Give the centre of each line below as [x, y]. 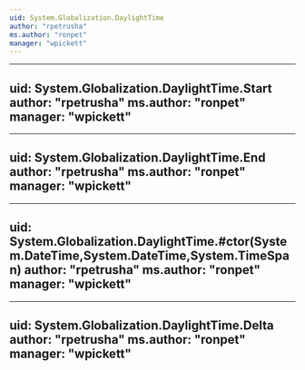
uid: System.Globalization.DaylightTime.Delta [142, 326]
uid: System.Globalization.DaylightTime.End [138, 158]
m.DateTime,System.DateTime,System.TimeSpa [150, 256]
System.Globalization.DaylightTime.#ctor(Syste [148, 242]
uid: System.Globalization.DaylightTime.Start [141, 88]
